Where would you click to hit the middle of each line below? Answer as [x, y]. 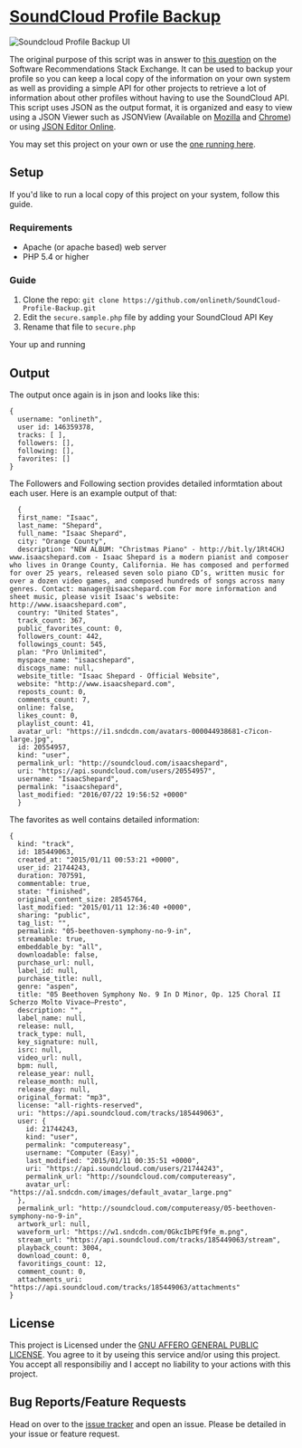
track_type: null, [52, 1034]
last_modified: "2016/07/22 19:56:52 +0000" [103, 795]
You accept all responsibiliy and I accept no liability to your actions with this [150, 1364]
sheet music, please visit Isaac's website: [94, 597]
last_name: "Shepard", [60, 526]
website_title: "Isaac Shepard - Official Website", [119, 676]
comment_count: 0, [52, 1272]
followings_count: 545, [62, 644]
